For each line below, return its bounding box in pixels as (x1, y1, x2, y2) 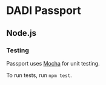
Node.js (6, 28, 37, 38)
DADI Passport (6, 4, 82, 18)
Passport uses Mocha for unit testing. (6, 59, 100, 67)
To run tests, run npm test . (6, 71, 72, 79)
